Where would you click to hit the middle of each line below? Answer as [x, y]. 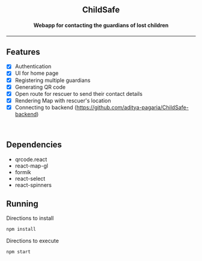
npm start [19, 252]
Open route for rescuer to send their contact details [79, 93]
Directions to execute [32, 241]
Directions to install [30, 218]
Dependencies [34, 145]
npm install [21, 229]
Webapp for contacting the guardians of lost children [101, 25]
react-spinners [33, 185]
